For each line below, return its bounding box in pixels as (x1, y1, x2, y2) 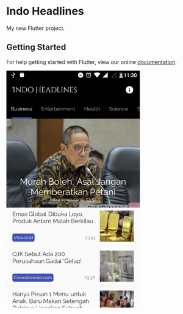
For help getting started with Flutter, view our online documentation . (6, 58, 177, 65)
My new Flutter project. (6, 24, 65, 32)
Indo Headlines (6, 4, 84, 18)
